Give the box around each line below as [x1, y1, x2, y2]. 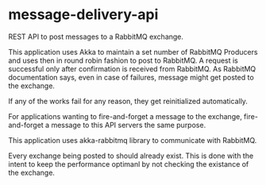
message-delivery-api [8, 6, 159, 24]
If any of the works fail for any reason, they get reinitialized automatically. [8, 96, 249, 106]
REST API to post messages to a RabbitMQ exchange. [8, 32, 184, 41]
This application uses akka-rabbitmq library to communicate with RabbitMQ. [8, 135, 257, 145]
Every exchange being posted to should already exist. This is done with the [8, 151, 254, 160]
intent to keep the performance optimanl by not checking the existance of [8, 159, 249, 168]
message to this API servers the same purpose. [51, 120, 206, 129]
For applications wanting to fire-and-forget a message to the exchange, [8, 111, 242, 121]
